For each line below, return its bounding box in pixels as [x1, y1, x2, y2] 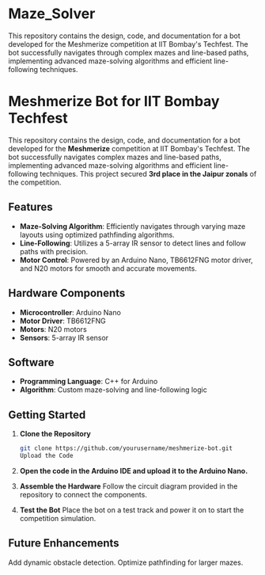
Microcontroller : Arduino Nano [19, 307, 121, 317]
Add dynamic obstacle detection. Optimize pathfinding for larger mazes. [8, 558, 244, 567]
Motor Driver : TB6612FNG [19, 316, 106, 326]
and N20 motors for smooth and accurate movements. [19, 263, 198, 273]
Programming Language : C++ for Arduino [19, 377, 158, 387]
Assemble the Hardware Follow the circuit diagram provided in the [19, 481, 238, 491]
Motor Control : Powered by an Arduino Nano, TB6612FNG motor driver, [19, 255, 253, 265]
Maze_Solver [8, 5, 96, 23]
